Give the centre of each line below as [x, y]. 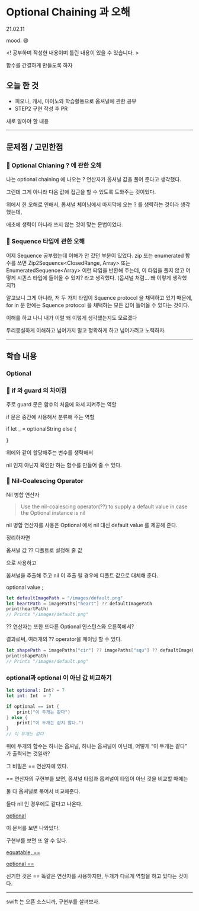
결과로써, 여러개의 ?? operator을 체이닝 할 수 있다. [64, 639]
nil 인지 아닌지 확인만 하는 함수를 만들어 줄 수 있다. [64, 465]
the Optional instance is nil [53, 512]
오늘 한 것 [23, 86]
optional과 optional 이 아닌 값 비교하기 [59, 678]
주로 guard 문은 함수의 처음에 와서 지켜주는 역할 [61, 405]
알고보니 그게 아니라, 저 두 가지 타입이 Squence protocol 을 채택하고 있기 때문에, [99, 297]
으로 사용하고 [21, 563]
